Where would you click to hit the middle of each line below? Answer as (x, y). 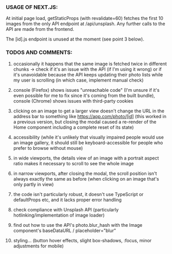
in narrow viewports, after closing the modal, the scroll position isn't (85, 173)
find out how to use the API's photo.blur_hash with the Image (78, 225)
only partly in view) (33, 184)
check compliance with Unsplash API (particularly (66, 209)
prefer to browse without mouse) (48, 148)
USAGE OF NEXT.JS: (32, 7)
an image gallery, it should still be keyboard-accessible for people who (88, 143)
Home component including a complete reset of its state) (73, 127)
